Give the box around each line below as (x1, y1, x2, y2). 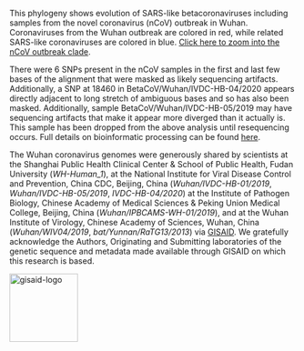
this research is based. (9, 256, 96, 266)
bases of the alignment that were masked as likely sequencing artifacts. (9, 74, 279, 85)
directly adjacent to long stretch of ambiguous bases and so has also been (9, 93, 289, 104)
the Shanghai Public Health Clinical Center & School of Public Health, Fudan (9, 159, 294, 169)
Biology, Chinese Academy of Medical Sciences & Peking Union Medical (9, 197, 280, 208)
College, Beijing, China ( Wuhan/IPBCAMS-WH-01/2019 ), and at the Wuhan (9, 207, 289, 217)
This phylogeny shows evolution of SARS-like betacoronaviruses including (9, 8, 289, 18)
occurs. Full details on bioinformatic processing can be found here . (9, 132, 261, 142)
